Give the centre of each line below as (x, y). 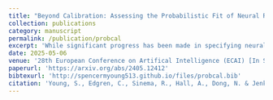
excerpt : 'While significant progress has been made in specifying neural (138, 46)
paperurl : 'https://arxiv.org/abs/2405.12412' (89, 69)
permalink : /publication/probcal (65, 38)
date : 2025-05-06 (38, 53)
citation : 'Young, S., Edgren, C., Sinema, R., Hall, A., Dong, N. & (129, 83)
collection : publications (52, 23)
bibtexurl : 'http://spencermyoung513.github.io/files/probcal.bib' (125, 76)
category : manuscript (45, 31)
